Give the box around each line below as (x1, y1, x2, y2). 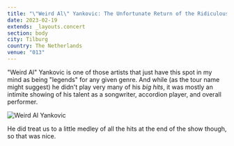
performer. (7, 97, 38, 106)
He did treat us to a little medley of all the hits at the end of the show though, (7, 124, 227, 133)
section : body (7, 29, 49, 37)
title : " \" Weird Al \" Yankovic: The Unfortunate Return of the (7, 10, 195, 17)
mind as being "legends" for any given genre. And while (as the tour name (7, 75, 220, 83)
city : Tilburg (7, 36, 49, 43)
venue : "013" (7, 49, 45, 56)
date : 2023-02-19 (7, 17, 58, 24)
